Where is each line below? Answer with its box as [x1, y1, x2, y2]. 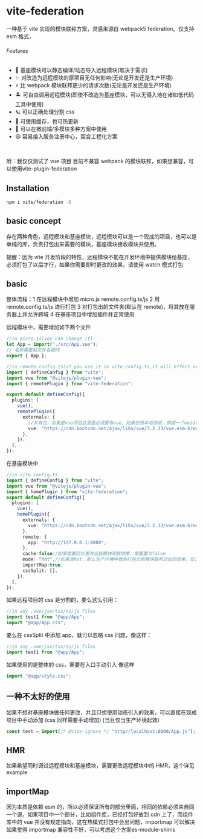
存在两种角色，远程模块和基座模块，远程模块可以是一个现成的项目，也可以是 [6, 232, 197, 240]
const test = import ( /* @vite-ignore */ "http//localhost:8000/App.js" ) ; [6, 728, 196, 735]
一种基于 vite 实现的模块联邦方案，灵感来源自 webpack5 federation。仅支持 [6, 25, 195, 32]
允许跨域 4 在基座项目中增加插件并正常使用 [27, 311, 135, 318]
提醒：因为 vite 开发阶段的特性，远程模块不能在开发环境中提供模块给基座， [6, 253, 193, 260]
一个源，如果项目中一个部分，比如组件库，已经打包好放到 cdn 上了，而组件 [6, 811, 193, 818]
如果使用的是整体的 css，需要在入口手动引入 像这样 [6, 661, 135, 668]
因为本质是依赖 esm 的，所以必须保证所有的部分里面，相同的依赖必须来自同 [6, 803, 195, 810]
